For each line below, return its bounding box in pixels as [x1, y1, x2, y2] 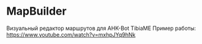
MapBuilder [6, 4, 67, 18]
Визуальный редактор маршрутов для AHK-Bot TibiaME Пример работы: [6, 24, 196, 32]
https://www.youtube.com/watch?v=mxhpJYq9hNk [6, 31, 136, 38]
